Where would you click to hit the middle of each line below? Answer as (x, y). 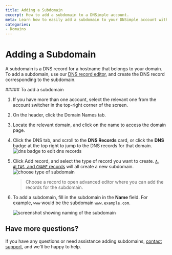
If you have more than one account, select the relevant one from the (84, 100)
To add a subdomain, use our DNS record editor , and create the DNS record (85, 74)
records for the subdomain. (54, 187)
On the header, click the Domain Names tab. (59, 115)
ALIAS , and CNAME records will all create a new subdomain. (73, 167)
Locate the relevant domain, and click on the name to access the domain (89, 125)
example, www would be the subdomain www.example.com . (71, 203)
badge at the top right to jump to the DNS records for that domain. (82, 146)
